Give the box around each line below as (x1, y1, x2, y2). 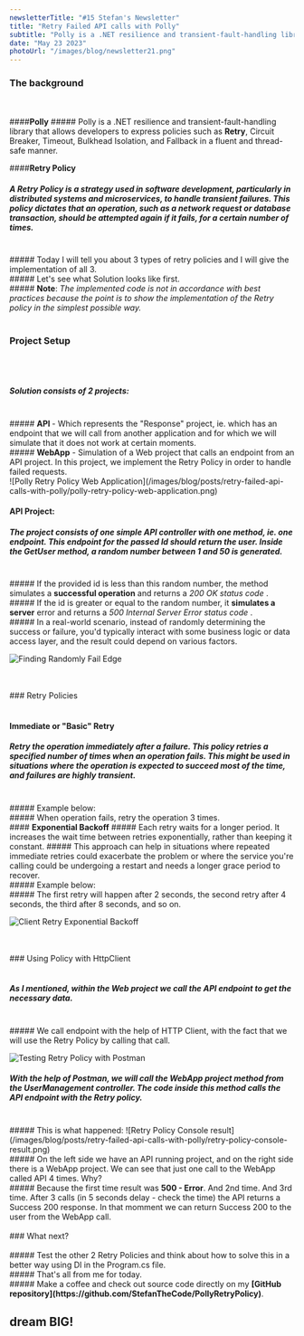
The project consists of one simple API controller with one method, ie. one (9, 526, 293, 537)
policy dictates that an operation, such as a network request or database (9, 203, 291, 213)
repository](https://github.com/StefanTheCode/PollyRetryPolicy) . (9, 1288, 264, 1299)
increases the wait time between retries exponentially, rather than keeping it (9, 831, 292, 842)
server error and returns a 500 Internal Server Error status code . (9, 607, 253, 618)
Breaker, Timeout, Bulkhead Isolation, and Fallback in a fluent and (9, 136, 253, 147)
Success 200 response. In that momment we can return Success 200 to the (9, 1201, 292, 1212)
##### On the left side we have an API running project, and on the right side (9, 1153, 294, 1164)
